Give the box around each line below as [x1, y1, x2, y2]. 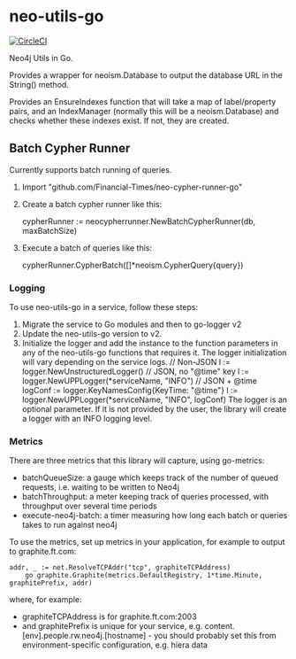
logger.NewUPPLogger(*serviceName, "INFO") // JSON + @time [21, 376, 258, 386]
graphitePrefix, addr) [9, 578, 93, 588]
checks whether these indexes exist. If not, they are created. [9, 115, 230, 126]
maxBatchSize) [21, 225, 78, 236]
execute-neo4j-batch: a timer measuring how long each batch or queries [21, 510, 288, 521]
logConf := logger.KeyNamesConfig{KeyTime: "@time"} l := [21, 385, 239, 396]
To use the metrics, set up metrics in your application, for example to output [9, 537, 285, 547]
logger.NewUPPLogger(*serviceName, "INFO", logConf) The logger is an [21, 394, 288, 405]
